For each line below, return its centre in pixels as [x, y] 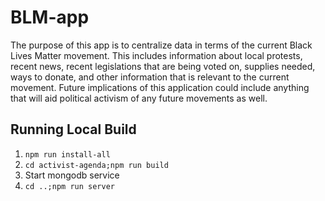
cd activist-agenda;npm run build [96, 165]
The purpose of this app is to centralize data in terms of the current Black [161, 45]
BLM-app [50, 17]
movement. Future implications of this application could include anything [160, 87]
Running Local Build [73, 129]
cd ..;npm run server [69, 186]
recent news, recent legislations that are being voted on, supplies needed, [163, 66]
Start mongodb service [72, 175]
